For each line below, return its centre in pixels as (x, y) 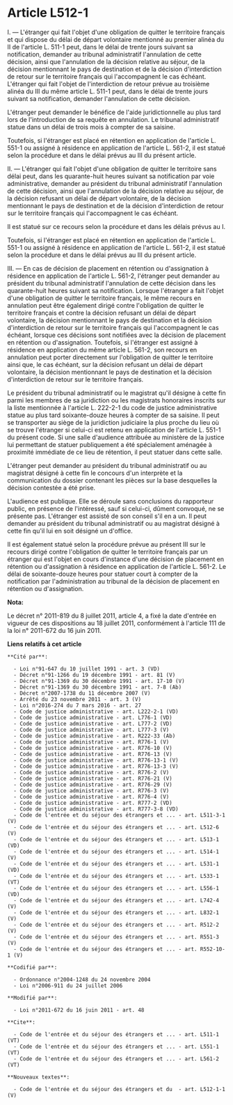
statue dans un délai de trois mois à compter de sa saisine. (91, 127)
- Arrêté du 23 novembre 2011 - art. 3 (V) (77, 699)
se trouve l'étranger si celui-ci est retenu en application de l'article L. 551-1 (114, 430)
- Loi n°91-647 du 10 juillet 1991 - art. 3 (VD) (87, 669)
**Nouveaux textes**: (39, 1077)
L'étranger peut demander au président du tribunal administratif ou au (107, 465)
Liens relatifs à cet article (45, 644)
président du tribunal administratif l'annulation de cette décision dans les (112, 283)
